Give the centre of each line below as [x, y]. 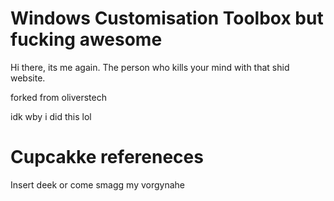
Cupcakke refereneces [107, 157]
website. [28, 78]
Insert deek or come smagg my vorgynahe [98, 184]
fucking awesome [86, 39]
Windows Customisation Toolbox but [167, 18]
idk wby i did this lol [51, 116]
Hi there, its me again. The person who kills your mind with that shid [150, 67]
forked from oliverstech [58, 97]
